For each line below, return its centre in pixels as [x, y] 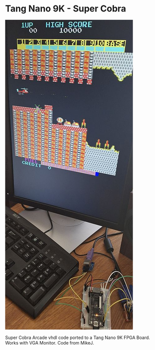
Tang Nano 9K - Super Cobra [66, 9]
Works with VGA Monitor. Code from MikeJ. [50, 343]
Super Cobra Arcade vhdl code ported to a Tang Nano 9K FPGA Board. [77, 338]
